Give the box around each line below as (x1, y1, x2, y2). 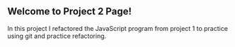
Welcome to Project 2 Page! (7, 6, 132, 18)
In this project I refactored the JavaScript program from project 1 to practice (7, 24, 229, 32)
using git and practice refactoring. (7, 32, 107, 40)
